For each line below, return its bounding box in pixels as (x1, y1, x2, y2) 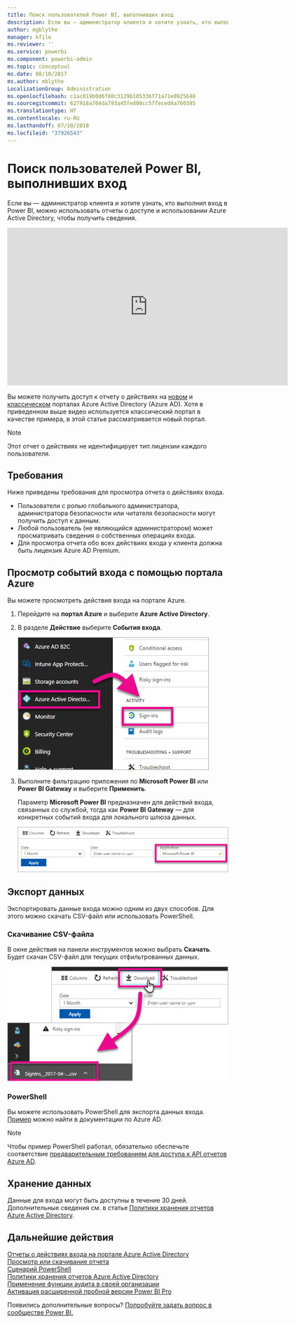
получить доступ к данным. (17, 516, 101, 525)
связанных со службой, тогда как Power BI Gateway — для (17, 806, 195, 814)
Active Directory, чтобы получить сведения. (7, 214, 137, 222)
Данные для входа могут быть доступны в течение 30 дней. (7, 1196, 188, 1205)
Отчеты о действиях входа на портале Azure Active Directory (7, 1250, 189, 1259)
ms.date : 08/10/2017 (7, 70, 68, 77)
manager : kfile (7, 34, 52, 41)
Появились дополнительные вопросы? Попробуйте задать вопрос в (7, 1301, 212, 1310)
